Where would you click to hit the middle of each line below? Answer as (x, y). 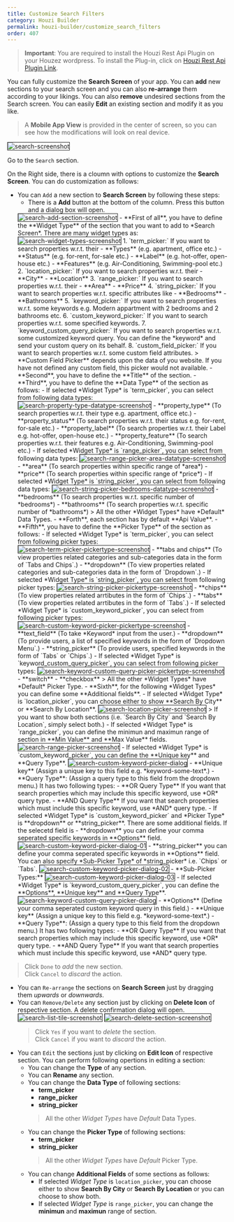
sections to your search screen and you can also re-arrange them (102, 89)
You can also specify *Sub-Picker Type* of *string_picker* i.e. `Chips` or (122, 861)
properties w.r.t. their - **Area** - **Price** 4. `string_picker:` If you (117, 286)
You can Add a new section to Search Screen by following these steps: (118, 195)
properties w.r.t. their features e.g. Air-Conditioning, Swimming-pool (115, 443)
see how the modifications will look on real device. (97, 132)
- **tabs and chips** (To (187, 550)
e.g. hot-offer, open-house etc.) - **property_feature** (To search (112, 436)
